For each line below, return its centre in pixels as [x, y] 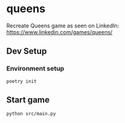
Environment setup [35, 69]
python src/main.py [31, 114]
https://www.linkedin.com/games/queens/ [59, 32]
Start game [28, 100]
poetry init [21, 81]
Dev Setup [27, 51]
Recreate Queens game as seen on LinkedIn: [63, 26]
